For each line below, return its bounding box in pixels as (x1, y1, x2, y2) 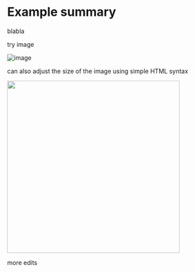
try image (7, 40, 34, 48)
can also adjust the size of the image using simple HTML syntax (7, 67, 188, 75)
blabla (7, 27, 25, 35)
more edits (7, 258, 38, 266)
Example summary (7, 4, 116, 20)
